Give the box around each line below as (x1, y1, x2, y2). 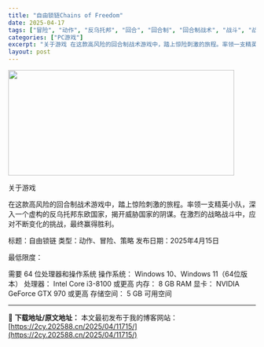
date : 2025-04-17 (8, 19, 65, 27)
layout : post (8, 48, 51, 56)
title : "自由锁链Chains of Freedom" (8, 11, 123, 20)
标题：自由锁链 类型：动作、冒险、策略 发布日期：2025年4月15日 (8, 236, 220, 245)
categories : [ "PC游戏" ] (8, 33, 84, 42)
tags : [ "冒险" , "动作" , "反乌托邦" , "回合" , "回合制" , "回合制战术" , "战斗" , (8, 26, 245, 34)
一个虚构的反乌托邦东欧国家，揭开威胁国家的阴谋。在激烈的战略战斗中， (14, 210, 249, 218)
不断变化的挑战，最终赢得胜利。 (14, 219, 119, 228)
